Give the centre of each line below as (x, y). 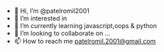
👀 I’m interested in (40, 18)
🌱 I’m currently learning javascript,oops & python (86, 26)
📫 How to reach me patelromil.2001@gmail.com (85, 41)
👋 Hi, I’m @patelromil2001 (52, 11)
